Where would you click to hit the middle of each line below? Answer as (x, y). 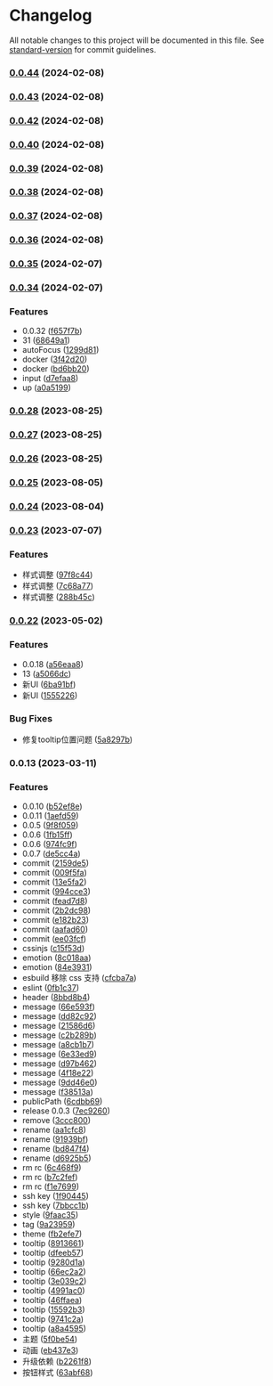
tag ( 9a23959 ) (48, 1225)
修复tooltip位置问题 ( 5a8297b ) (77, 739)
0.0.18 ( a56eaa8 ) (53, 664)
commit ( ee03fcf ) (54, 939)
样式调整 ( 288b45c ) (58, 597)
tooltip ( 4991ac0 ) (54, 1291)
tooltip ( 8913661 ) (53, 1243)
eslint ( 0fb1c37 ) (51, 988)
